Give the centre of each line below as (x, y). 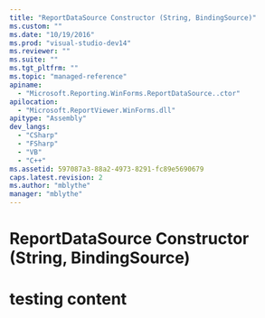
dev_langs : (30, 127)
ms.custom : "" (36, 26)
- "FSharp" (38, 144)
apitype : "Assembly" (48, 118)
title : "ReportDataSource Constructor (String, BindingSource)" (133, 18)
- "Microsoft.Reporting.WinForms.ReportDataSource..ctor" (129, 93)
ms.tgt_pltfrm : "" (44, 69)
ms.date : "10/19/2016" (52, 34)
